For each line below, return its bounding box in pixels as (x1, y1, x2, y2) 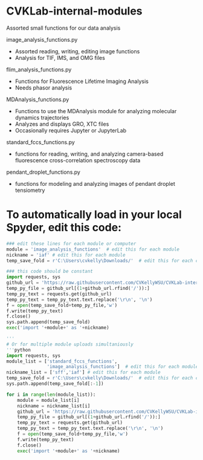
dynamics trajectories (14, 114, 69, 121)
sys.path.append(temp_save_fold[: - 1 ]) (6, 381, 104, 387)
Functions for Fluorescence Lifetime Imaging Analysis (14, 77, 149, 85)
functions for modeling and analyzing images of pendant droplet (14, 180, 175, 187)
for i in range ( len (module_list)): (6, 392, 96, 398)
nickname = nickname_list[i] (17, 402, 91, 409)
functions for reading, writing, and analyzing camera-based (14, 150, 164, 157)
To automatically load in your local (6, 208, 182, 222)
